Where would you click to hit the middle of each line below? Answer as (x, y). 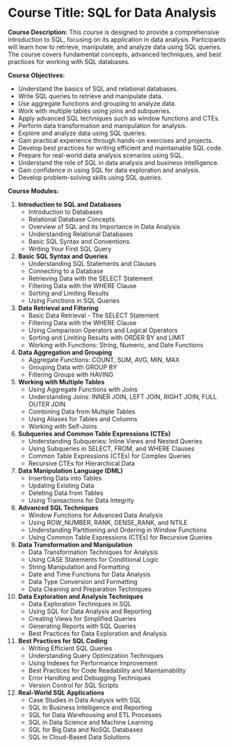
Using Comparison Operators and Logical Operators (103, 330)
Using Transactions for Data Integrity (81, 500)
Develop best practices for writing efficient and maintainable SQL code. (120, 148)
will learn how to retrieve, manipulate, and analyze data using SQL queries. (115, 47)
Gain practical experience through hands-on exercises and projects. (115, 140)
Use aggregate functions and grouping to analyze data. (97, 103)
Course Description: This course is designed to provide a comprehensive (114, 32)
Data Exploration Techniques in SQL (80, 604)
